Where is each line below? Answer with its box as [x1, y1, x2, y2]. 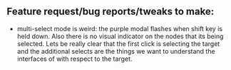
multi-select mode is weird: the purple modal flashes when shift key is [16, 24, 222, 33]
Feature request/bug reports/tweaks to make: [6, 6, 215, 18]
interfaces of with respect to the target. [16, 54, 133, 63]
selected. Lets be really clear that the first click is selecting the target [16, 39, 220, 48]
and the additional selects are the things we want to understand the [16, 47, 215, 55]
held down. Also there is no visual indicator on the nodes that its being [16, 32, 224, 40]
